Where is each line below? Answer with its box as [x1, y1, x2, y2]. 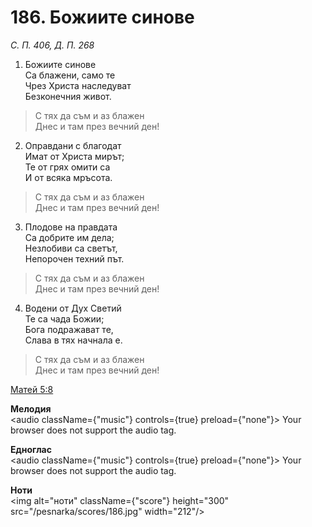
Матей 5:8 [10, 383, 54, 395]
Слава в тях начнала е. [24, 334, 123, 346]
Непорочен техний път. [24, 252, 125, 265]
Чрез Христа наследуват [24, 79, 132, 91]
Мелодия [10, 402, 52, 415]
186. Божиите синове [10, 6, 195, 29]
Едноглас [10, 443, 52, 455]
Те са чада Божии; [24, 312, 105, 325]
